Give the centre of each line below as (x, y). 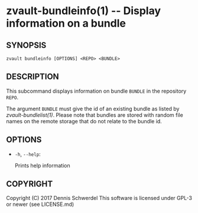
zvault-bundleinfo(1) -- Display (84, 11)
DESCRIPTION (33, 77)
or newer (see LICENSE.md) (40, 204)
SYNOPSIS (26, 45)
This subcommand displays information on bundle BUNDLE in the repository (96, 91)
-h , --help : (28, 154)
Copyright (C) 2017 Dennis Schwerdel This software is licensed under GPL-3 (99, 198)
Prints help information (42, 165)
